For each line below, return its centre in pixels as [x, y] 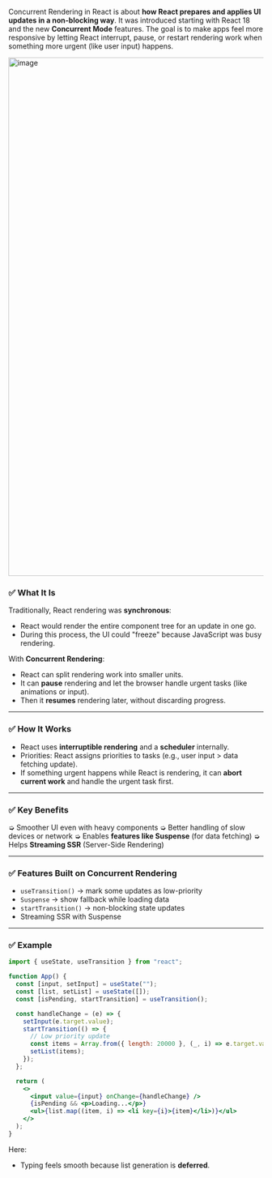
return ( [30, 1081]
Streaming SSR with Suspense [70, 917]
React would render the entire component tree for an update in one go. [138, 626]
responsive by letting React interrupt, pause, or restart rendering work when [135, 37]
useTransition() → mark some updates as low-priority [111, 891]
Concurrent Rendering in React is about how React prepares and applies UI [135, 12]
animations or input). [55, 692]
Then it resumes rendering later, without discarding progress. [123, 701]
